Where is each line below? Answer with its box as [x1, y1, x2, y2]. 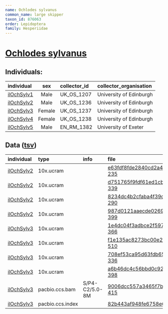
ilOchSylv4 [7, 116, 33, 123]
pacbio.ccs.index [38, 300, 78, 307]
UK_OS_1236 [59, 99, 92, 106]
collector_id [59, 82, 89, 89]
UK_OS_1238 [59, 116, 92, 123]
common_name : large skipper [5, 12, 64, 17]
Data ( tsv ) [5, 141, 37, 149]
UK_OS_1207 [59, 91, 92, 98]
